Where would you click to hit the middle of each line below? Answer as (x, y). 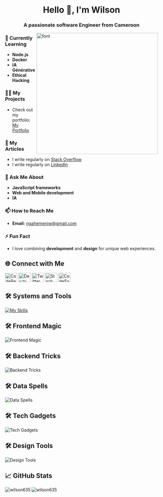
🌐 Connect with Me (35, 264)
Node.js (20, 55)
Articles (15, 149)
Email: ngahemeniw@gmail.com (44, 223)
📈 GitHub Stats (29, 475)
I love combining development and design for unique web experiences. (84, 248)
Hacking (21, 80)
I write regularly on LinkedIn (40, 165)
